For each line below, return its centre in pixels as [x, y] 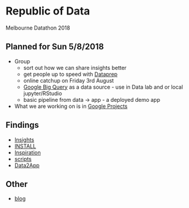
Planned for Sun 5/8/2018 [55, 47]
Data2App [27, 165]
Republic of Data [48, 11]
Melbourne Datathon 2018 [38, 28]
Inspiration [27, 153]
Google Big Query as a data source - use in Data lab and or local [103, 87]
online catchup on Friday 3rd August [69, 80]
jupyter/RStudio [43, 93]
